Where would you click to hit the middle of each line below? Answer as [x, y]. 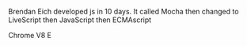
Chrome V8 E [30, 35]
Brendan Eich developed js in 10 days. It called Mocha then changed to [123, 11]
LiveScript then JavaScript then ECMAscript [80, 20]
